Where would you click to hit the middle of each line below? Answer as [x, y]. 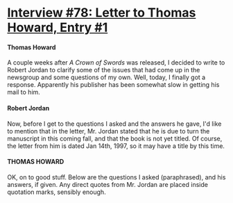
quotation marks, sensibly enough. [57, 192]
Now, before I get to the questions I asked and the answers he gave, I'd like [114, 124]
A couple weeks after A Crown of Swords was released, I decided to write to [116, 63]
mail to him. [24, 92]
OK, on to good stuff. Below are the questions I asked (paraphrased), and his [116, 177]
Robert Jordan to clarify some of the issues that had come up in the [104, 70]
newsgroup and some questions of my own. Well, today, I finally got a [106, 77]
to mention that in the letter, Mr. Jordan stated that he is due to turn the [109, 131]
